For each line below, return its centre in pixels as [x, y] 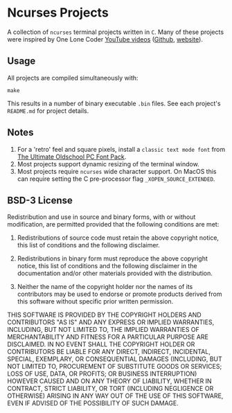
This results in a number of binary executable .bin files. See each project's [114, 103]
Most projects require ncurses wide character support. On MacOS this [117, 171]
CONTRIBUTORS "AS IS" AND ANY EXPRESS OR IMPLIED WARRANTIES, [111, 322]
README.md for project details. [48, 111]
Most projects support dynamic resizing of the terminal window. [108, 164]
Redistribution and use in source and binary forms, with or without [101, 217]
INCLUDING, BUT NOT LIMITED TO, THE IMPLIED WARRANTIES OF [103, 330]
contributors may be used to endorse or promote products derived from [119, 294]
